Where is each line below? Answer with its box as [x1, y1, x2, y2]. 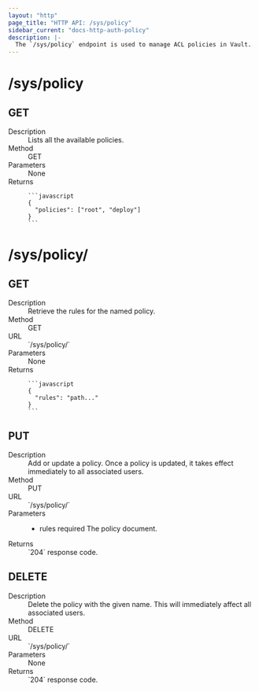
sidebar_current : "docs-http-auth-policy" [8, 26, 150, 34]
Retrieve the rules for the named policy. [28, 306, 156, 316]
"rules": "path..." [35, 394, 99, 402]
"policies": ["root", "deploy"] [35, 206, 142, 214]
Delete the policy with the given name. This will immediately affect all [28, 599, 252, 609]
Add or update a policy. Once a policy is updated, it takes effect [28, 458, 234, 468]
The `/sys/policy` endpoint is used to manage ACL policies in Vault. [15, 41, 252, 49]
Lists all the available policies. [28, 135, 124, 145]
